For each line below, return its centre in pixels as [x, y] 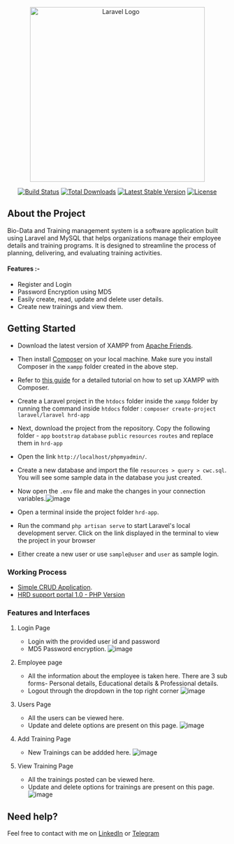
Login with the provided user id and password [94, 642]
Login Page [34, 628]
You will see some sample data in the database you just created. [110, 477]
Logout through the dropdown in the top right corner [103, 691]
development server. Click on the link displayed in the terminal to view [118, 533]
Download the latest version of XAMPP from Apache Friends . [105, 345]
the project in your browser [56, 540]
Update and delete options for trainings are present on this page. [121, 787]
